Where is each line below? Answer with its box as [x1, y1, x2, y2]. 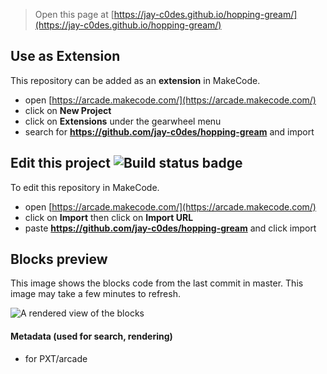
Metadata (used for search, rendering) [10, 330, 173, 343]
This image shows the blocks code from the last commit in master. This [10, 277, 304, 289]
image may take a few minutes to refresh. [10, 288, 181, 300]
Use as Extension [10, 48, 121, 65]
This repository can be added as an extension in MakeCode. [10, 74, 261, 86]
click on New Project [24, 104, 112, 116]
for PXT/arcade [24, 352, 88, 364]
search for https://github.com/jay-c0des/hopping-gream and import [24, 125, 315, 138]
